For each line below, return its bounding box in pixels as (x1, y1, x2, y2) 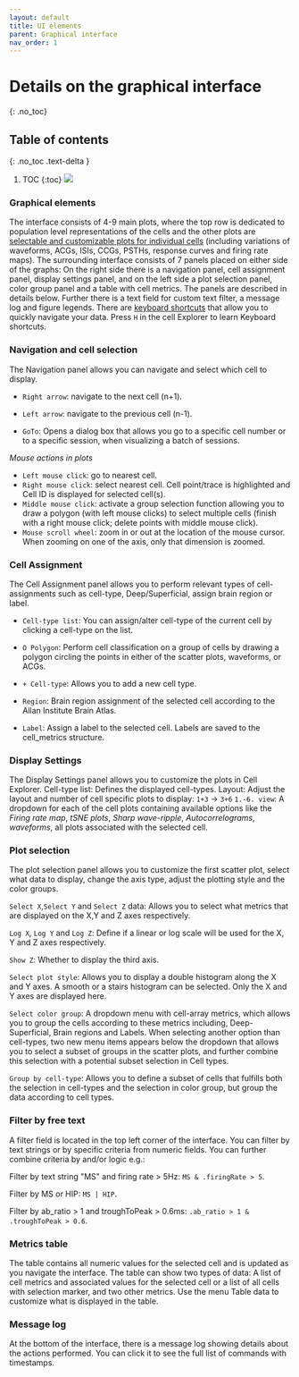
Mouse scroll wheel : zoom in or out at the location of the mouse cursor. (21, 527, 286, 537)
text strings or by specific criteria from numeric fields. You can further (9, 1144, 267, 1154)
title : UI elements (9, 21, 82, 30)
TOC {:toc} (21, 174, 62, 184)
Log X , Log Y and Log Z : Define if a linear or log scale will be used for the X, (9, 927, 285, 939)
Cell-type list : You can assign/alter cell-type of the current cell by (21, 614, 272, 626)
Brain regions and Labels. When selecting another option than (53, 1027, 281, 1038)
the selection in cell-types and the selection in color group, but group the (9, 1083, 278, 1094)
